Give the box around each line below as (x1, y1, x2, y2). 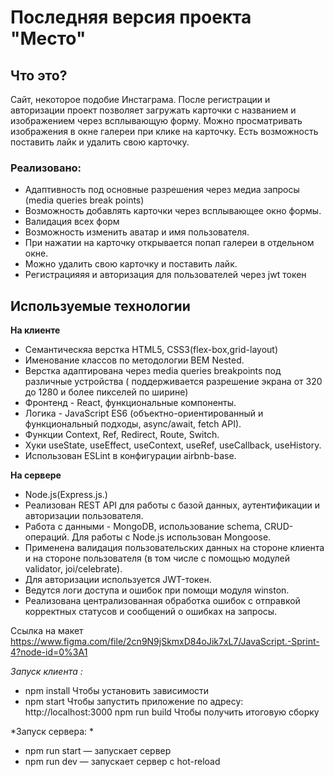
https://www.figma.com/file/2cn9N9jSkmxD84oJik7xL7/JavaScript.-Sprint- (10, 636, 320, 648)
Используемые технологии (10, 297, 191, 315)
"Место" (10, 27, 87, 50)
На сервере (10, 469, 62, 481)
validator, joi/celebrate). (24, 563, 123, 575)
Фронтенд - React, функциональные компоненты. (24, 397, 237, 409)
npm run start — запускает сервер (24, 745, 172, 757)
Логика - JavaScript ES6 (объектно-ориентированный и (24, 407, 264, 420)
